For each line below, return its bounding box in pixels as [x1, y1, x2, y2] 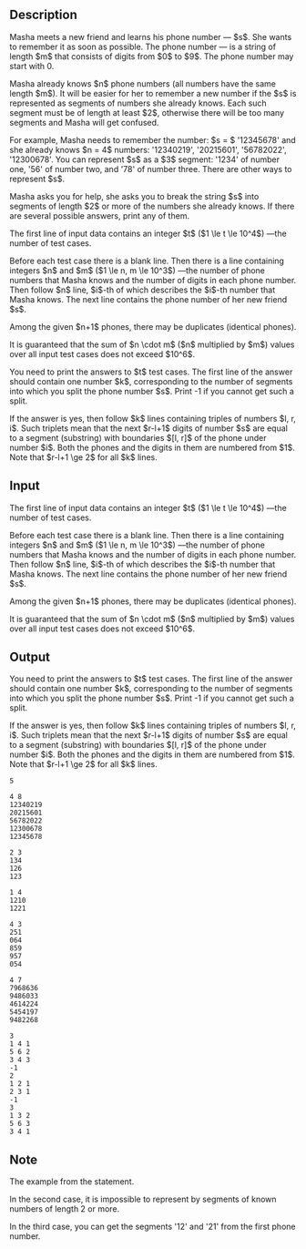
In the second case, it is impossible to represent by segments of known [9, 1193, 277, 1205]
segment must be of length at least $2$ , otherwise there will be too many [9, 107, 285, 118]
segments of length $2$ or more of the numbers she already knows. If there [9, 200, 295, 211]
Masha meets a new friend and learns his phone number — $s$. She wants [9, 31, 292, 42]
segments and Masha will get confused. [9, 117, 159, 128]
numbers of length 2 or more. [9, 1203, 120, 1214]
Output [9, 650, 50, 665]
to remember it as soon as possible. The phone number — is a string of [9, 41, 276, 52]
